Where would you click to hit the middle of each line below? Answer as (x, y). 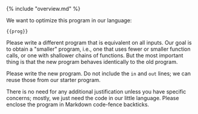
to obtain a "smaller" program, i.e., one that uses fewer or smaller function (98, 49)
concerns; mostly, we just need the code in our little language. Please (93, 98)
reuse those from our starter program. (53, 80)
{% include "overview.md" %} (43, 9)
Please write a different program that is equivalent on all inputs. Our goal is (99, 43)
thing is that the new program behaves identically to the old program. (92, 62)
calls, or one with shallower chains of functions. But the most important (95, 55)
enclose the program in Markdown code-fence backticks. (78, 104)
